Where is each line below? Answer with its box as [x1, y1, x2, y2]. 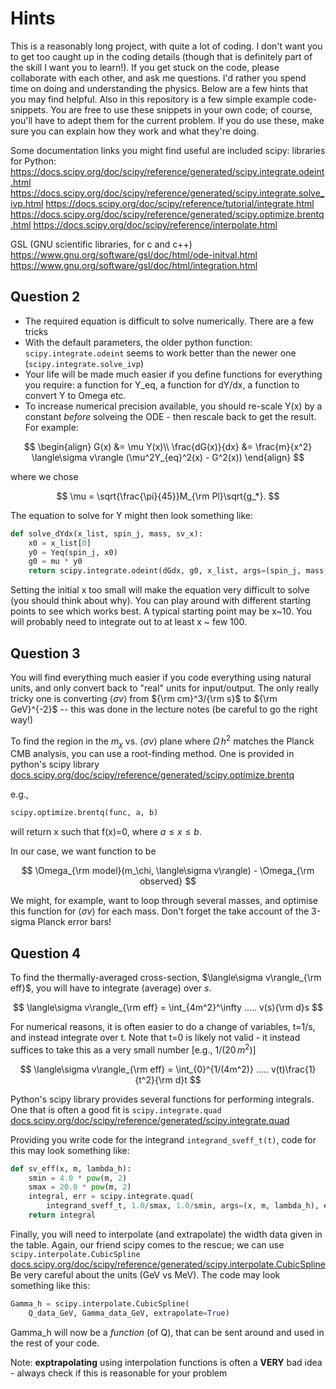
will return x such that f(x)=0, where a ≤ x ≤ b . [10, 826, 202, 838]
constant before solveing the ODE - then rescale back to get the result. [24, 410, 317, 422]
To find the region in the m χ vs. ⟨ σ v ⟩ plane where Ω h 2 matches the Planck [10, 733, 315, 749]
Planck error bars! [37, 916, 112, 928]
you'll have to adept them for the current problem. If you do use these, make [10, 114, 325, 126]
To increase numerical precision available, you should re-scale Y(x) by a [24, 400, 323, 412]
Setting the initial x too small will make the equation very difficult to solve [10, 584, 310, 596]
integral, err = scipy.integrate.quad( [28, 1192, 195, 1202]
